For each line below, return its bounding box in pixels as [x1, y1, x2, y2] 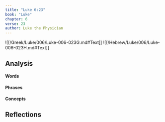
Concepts [5, 96, 26, 102]
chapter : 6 [5, 16, 28, 21]
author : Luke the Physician [5, 26, 64, 31]
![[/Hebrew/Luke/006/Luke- [103, 39, 160, 45]
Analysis [5, 59, 33, 68]
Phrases [5, 84, 23, 90]
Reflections [5, 110, 42, 119]
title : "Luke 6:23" [5, 7, 46, 12]
